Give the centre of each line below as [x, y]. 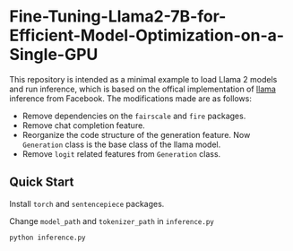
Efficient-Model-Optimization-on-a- [147, 35]
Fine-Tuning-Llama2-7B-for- [118, 17]
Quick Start [42, 182]
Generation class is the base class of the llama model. [121, 144]
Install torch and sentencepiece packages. [87, 203]
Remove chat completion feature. [83, 125]
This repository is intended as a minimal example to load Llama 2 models [143, 79]
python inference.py [48, 238]
